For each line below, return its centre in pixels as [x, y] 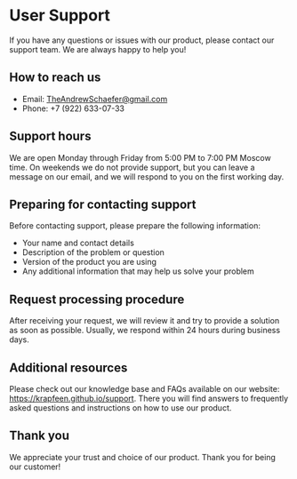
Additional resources [68, 367]
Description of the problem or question [93, 252]
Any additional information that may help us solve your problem [138, 271]
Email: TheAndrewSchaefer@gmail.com [95, 99]
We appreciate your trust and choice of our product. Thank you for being [142, 457]
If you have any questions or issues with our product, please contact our [142, 40]
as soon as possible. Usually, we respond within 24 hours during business [145, 331]
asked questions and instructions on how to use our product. [120, 408]
